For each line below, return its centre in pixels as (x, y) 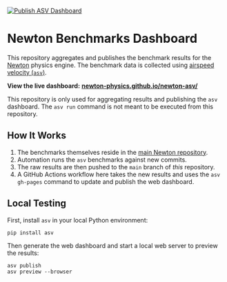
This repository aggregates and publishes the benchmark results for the (109, 57)
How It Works (37, 136)
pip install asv (30, 233)
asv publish (24, 265)
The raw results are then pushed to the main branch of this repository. (116, 167)
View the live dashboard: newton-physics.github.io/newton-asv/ (102, 86)
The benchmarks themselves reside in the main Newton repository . (112, 152)
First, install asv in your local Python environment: (78, 220)
